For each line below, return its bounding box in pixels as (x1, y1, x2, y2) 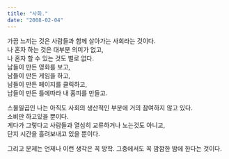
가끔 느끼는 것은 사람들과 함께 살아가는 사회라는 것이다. (7, 36, 156, 45)
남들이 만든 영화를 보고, (7, 62, 71, 71)
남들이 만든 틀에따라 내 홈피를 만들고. (7, 88, 108, 97)
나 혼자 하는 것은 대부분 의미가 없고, (7, 45, 104, 53)
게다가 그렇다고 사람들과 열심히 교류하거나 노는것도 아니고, (7, 121, 166, 129)
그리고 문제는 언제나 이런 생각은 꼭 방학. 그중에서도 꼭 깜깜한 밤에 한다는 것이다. (7, 144, 223, 153)
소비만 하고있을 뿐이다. (7, 112, 69, 120)
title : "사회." (7, 10, 49, 17)
